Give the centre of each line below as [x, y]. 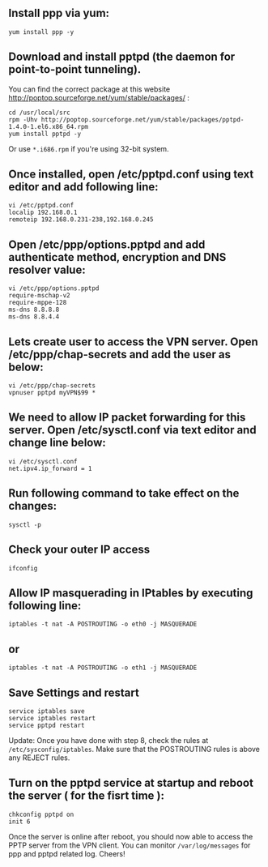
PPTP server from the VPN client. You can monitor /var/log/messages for [130, 845]
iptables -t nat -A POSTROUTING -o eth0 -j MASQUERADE [103, 624]
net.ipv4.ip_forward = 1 [50, 468]
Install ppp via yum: [59, 13]
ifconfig [23, 568]
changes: [33, 506]
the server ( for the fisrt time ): [86, 796]
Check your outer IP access [79, 550]
